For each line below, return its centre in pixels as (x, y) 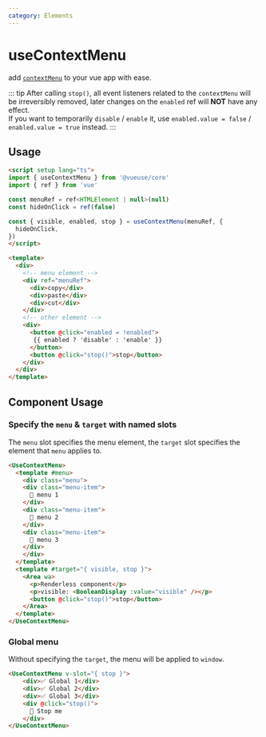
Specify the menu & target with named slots (93, 424)
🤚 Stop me (46, 711)
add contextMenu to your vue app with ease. (80, 78)
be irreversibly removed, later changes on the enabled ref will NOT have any (133, 102)
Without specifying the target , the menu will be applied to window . (117, 659)
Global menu (34, 642)
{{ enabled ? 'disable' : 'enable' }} (97, 340)
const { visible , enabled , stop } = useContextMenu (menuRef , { (116, 221)
